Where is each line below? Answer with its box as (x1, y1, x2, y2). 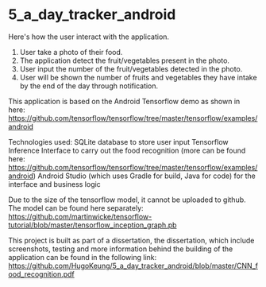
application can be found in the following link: (8, 252, 157, 262)
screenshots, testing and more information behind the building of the (8, 244, 233, 254)
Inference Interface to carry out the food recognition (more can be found (8, 145, 246, 155)
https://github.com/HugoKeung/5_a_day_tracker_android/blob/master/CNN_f (8, 261, 258, 270)
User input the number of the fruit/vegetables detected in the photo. (19, 64, 243, 73)
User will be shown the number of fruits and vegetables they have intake (19, 72, 257, 82)
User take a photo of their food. (19, 47, 123, 56)
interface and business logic (8, 179, 101, 188)
